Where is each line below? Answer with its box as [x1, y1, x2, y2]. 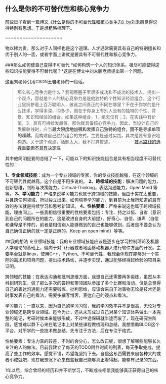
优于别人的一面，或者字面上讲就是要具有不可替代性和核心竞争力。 [5, 51, 139, 57]
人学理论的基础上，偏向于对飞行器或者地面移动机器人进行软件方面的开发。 [5, 244, 157, 250]
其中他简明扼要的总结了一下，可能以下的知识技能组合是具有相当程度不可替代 [5, 155, 161, 161]
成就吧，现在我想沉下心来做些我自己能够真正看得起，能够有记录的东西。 [13, 356, 161, 363]
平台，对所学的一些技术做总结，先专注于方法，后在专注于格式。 [5, 328, 135, 333]
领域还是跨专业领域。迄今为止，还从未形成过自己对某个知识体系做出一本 [9, 309, 157, 315]
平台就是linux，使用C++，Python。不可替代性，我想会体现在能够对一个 [9, 251, 155, 257]
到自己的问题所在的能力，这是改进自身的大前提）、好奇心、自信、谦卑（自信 [5, 215, 159, 221]
